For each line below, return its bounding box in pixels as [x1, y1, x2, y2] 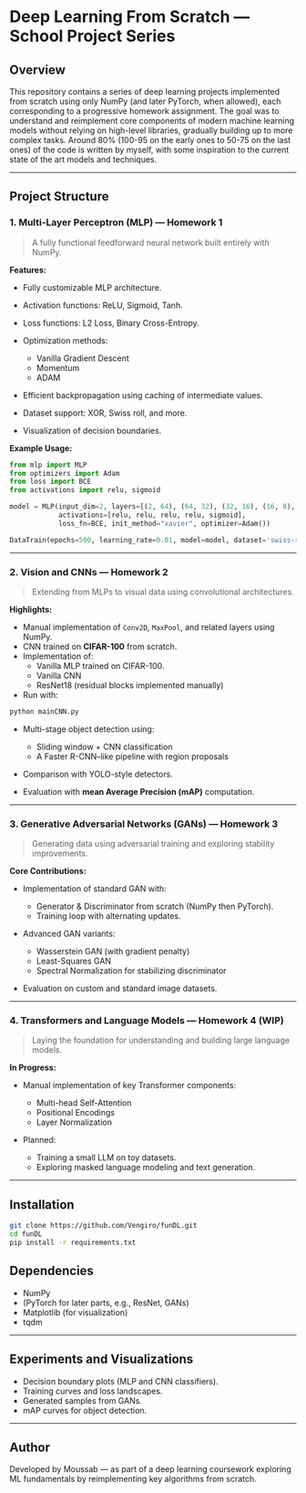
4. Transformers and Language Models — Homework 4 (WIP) [9, 1014, 284, 1027]
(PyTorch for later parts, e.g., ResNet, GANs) [22, 1297, 189, 1308]
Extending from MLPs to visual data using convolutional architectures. [31, 586, 294, 597]
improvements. [31, 848, 88, 859]
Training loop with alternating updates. [36, 911, 181, 922]
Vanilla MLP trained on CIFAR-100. [36, 660, 165, 671]
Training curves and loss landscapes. [22, 1385, 163, 1396]
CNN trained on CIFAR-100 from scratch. [22, 641, 178, 652]
